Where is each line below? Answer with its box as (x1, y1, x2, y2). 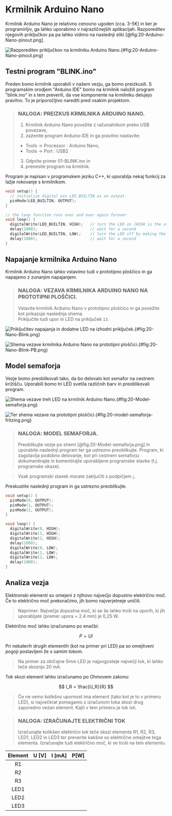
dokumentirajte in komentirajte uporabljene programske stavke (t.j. (17, 458, 158, 464)
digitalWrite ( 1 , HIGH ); (10, 531, 60, 536)
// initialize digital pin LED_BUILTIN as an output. (10, 193, 127, 199)
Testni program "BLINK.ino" (5, 67, 97, 76)
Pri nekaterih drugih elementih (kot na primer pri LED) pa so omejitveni (5, 643, 154, 649)
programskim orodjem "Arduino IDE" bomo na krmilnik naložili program (5, 86, 155, 92)
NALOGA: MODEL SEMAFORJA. (17, 430, 98, 437)
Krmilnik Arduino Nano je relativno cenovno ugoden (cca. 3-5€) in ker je (5, 21, 157, 27)
